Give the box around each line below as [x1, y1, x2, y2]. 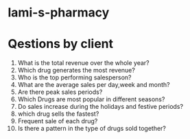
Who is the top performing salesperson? [17, 73, 132, 81]
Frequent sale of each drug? [17, 117, 98, 125]
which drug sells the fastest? [17, 110, 99, 118]
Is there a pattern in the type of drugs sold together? [17, 125, 167, 133]
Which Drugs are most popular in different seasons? [17, 95, 165, 103]
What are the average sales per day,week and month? [17, 81, 170, 89]
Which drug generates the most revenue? [17, 66, 136, 75]
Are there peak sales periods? [17, 88, 103, 97]
